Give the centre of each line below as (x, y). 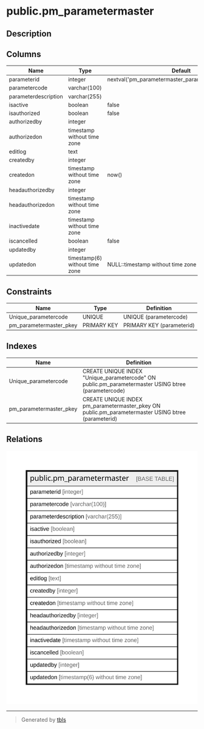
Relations (25, 439)
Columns (24, 54)
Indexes (22, 346)
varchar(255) (85, 96)
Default (181, 71)
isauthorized (25, 113)
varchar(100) (85, 88)
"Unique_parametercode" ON (119, 378)
